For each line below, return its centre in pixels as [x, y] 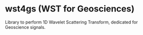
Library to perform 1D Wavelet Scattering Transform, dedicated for [71, 22]
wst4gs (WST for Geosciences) [70, 9]
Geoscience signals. [25, 27]
